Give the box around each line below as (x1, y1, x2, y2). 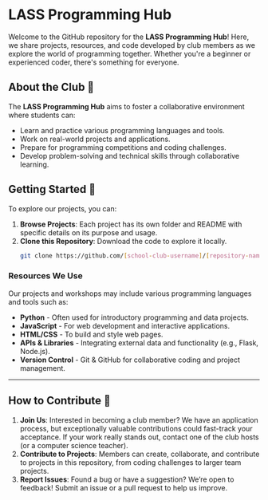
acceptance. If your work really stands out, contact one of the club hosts (19, 432, 259, 442)
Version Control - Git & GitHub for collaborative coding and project (19, 355, 241, 364)
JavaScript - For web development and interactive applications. (19, 321, 231, 330)
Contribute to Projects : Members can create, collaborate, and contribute (19, 449, 260, 459)
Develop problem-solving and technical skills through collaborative (19, 151, 240, 160)
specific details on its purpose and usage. (19, 227, 158, 237)
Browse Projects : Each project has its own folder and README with (19, 219, 242, 229)
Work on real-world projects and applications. (19, 134, 171, 144)
